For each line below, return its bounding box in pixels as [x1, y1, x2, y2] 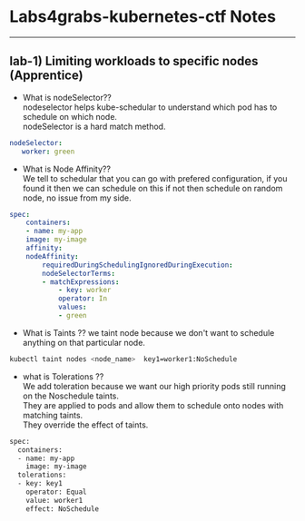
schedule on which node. [22, 111, 118, 122]
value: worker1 [25, 496, 84, 505]
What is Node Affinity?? [22, 163, 112, 174]
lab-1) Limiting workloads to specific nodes [9, 54, 259, 69]
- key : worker [57, 286, 112, 295]
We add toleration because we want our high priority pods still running [22, 380, 286, 391]
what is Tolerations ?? [22, 370, 104, 382]
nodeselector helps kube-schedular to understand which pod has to [22, 102, 278, 113]
